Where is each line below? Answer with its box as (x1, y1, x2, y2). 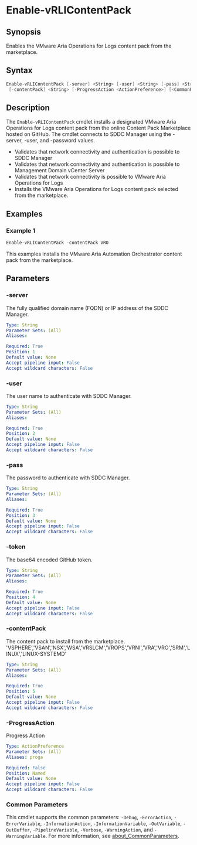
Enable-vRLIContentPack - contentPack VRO (6, 240, 109, 246)
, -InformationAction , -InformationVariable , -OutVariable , (40, 820, 182, 827)
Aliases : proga (6, 754, 43, 760)
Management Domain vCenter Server (14, 167, 105, 174)
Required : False (6, 765, 46, 771)
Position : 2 (6, 431, 35, 437)
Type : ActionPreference (6, 744, 64, 749)
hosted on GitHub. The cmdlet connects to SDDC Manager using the (6, 131, 172, 138)
